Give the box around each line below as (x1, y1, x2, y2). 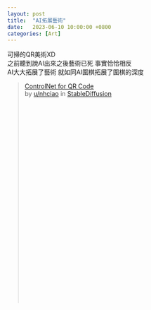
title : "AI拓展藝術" (7, 17, 67, 24)
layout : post (7, 10, 46, 18)
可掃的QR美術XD (7, 50, 56, 59)
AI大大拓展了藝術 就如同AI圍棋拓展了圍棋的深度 (7, 68, 144, 76)
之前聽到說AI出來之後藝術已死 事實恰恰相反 (7, 59, 132, 68)
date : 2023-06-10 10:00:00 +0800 (7, 23, 112, 30)
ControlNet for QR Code (24, 82, 94, 90)
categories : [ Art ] (7, 30, 61, 37)
